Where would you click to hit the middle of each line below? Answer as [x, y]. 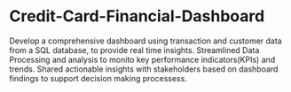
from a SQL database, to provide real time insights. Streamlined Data [134, 50]
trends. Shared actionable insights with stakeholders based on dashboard [144, 69]
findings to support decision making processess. [98, 78]
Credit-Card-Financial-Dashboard [137, 16]
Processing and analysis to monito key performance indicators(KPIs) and [142, 59]
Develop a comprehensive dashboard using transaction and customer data [145, 41]
